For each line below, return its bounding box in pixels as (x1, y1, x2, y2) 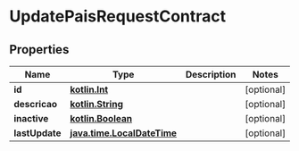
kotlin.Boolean (70, 113, 132, 124)
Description (185, 69, 237, 80)
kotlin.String (70, 98, 123, 110)
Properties (9, 42, 70, 57)
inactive (13, 113, 49, 124)
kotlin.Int (70, 83, 109, 96)
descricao (13, 98, 58, 110)
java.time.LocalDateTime (70, 127, 177, 139)
